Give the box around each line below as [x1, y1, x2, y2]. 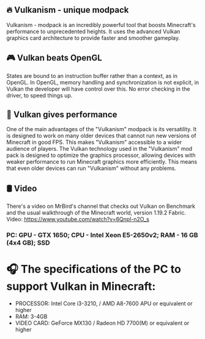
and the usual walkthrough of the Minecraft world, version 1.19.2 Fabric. [6, 209, 187, 216]
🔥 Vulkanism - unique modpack [6, 5, 129, 15]
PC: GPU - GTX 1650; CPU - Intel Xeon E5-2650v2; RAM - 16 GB [6, 231, 198, 240]
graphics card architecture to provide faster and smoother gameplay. [6, 34, 181, 42]
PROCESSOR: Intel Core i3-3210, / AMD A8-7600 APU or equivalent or [15, 300, 193, 307]
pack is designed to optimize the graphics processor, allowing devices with [6, 151, 196, 159]
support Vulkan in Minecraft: [6, 280, 156, 294]
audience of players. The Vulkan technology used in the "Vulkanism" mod [6, 145, 193, 153]
